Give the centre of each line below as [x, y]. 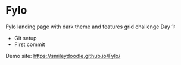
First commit [29, 44]
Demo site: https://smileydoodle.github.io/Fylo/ [63, 56]
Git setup [25, 38]
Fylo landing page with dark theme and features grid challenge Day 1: [90, 27]
